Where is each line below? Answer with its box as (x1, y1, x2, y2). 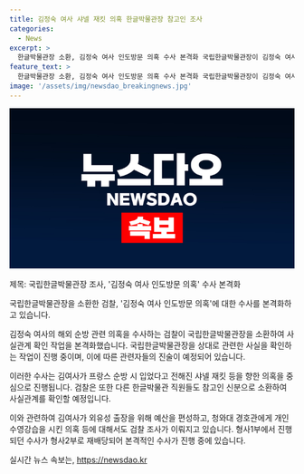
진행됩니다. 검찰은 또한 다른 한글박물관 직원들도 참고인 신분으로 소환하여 (33, 382, 288, 393)
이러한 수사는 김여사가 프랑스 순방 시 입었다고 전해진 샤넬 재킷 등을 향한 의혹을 (9, 371, 285, 382)
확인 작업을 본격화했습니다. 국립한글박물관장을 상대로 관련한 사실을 (33, 340, 269, 351)
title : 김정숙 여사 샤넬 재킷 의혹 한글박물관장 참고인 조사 (9, 15, 203, 24)
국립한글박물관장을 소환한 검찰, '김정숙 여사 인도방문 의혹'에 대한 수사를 (9, 298, 261, 309)
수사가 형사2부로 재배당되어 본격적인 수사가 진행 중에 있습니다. (25, 435, 246, 446)
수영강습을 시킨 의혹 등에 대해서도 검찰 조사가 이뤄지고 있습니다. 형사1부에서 (9, 424, 276, 435)
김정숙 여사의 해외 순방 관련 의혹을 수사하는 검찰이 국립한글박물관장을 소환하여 (9, 329, 285, 340)
